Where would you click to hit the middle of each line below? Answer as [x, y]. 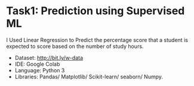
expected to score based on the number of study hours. [75, 46]
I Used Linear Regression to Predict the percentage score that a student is [97, 40]
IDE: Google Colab [37, 64]
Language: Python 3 [40, 70]
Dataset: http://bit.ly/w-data [49, 58]
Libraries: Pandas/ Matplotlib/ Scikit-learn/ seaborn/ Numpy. [89, 77]
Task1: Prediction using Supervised [96, 11]
